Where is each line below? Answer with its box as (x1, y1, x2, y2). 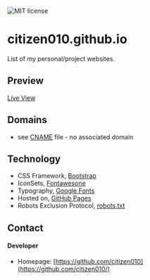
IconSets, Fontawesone (17, 179, 86, 188)
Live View (7, 94, 36, 102)
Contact (7, 222, 44, 234)
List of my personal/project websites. (7, 54, 115, 63)
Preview (7, 75, 44, 87)
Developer (7, 241, 39, 250)
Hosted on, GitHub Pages (17, 194, 92, 203)
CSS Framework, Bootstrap (17, 172, 96, 180)
